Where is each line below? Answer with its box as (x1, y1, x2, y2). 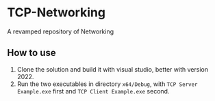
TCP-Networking (7, 5, 106, 20)
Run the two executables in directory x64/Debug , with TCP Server (16, 80, 198, 88)
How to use (7, 47, 56, 59)
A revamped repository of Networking (7, 27, 114, 35)
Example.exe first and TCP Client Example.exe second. (16, 87, 170, 95)
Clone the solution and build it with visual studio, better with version (16, 65, 209, 73)
